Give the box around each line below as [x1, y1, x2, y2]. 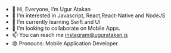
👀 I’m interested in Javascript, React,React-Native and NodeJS [11, 12, 166, 19]
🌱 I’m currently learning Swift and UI [11, 18, 101, 25]
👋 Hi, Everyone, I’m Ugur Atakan [11, 6, 91, 13]
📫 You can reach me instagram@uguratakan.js [11, 32, 128, 38]
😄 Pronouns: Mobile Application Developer [11, 40, 118, 47]
